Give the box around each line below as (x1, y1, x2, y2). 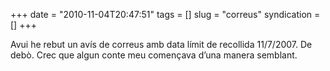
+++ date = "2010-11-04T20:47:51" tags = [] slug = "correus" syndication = (10, 9, 321, 20)
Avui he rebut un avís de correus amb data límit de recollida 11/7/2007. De (10, 39, 313, 50)
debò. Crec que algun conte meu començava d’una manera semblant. (10, 49, 298, 61)
